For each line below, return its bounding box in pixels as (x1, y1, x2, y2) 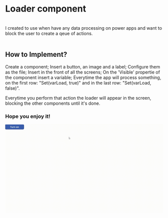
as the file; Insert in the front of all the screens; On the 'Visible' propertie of (5, 69, 160, 75)
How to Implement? (5, 50, 68, 59)
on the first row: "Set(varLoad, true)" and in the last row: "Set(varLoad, (5, 80, 151, 86)
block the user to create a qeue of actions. (5, 30, 93, 36)
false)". (5, 85, 20, 91)
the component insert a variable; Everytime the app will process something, (5, 74, 161, 81)
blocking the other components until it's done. (5, 100, 100, 106)
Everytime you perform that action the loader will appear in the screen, (5, 95, 151, 101)
